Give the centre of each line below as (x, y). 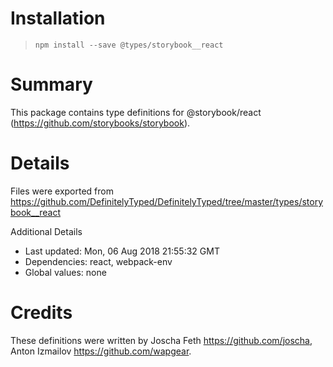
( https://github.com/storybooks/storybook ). (100, 123)
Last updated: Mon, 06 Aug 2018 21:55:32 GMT (122, 251)
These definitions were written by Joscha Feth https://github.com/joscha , (161, 340)
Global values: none (65, 272)
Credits (41, 313)
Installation (58, 18)
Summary (51, 84)
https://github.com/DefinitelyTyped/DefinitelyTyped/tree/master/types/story (167, 201)
